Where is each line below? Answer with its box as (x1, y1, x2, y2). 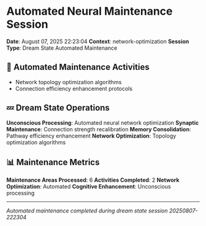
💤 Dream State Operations (6, 103, 110, 113)
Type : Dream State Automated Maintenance (6, 44, 118, 52)
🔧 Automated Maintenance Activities (6, 62, 150, 72)
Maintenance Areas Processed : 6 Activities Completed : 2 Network (6, 176, 180, 184)
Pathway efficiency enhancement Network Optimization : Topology (6, 132, 177, 139)
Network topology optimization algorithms (15, 78, 122, 85)
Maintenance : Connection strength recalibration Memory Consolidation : (6, 125, 191, 133)
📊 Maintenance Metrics (6, 157, 100, 167)
